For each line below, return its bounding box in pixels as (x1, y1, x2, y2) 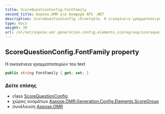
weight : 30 (5, 25, 27, 30)
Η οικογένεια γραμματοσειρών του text (5, 61, 85, 67)
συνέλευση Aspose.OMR (12, 103, 63, 109)
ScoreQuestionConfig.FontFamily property (5, 48, 139, 56)
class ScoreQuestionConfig (12, 93, 68, 99)
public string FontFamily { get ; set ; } (5, 70, 89, 75)
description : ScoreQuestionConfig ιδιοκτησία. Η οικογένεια (5, 16, 131, 21)
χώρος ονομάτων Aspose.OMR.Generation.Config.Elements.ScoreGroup (12, 98, 159, 104)
